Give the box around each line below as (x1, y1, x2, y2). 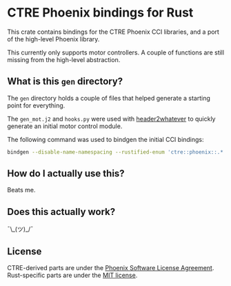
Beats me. (7, 186, 36, 194)
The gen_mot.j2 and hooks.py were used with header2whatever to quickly (7, 114, 216, 123)
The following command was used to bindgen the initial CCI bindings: (7, 135, 205, 143)
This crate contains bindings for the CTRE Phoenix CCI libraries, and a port (7, 28, 219, 36)
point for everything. (7, 101, 66, 110)
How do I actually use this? (7, 167, 125, 180)
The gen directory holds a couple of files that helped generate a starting (7, 94, 210, 102)
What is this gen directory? (7, 76, 123, 88)
